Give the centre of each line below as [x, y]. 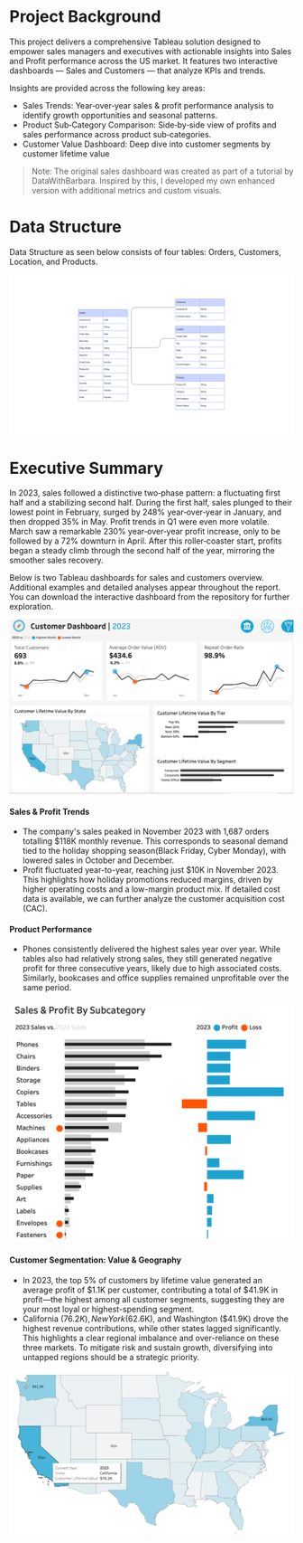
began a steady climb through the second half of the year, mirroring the [142, 551]
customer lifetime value [66, 153]
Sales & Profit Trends [50, 811]
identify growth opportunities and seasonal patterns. [120, 115]
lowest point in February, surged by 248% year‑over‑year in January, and [146, 512]
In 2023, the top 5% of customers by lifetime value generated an [142, 1280]
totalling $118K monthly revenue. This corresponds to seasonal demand [155, 841]
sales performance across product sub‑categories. [117, 134]
